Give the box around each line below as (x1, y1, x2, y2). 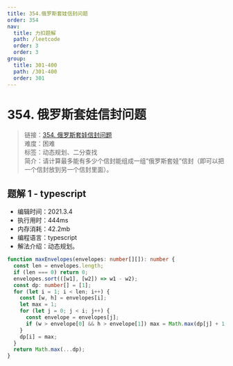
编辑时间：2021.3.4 (17, 207, 73, 216)
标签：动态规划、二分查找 (24, 148, 98, 157)
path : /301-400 (13, 68, 58, 75)
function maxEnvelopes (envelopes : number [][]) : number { (7, 256, 175, 263)
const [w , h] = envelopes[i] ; (19, 295, 107, 302)
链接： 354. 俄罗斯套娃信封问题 (24, 131, 112, 139)
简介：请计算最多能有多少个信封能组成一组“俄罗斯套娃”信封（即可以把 (24, 157, 225, 165)
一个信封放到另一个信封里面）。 (24, 166, 113, 174)
